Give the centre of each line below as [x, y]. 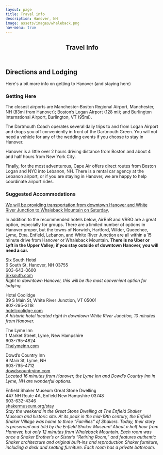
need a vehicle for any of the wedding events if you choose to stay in [74, 137]
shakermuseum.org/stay [30, 406]
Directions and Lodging [41, 72]
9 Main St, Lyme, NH [26, 360]
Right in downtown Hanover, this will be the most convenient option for [76, 280]
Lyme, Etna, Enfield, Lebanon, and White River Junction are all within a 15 [79, 235]
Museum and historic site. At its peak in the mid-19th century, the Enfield [78, 416]
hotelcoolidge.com [24, 310]
